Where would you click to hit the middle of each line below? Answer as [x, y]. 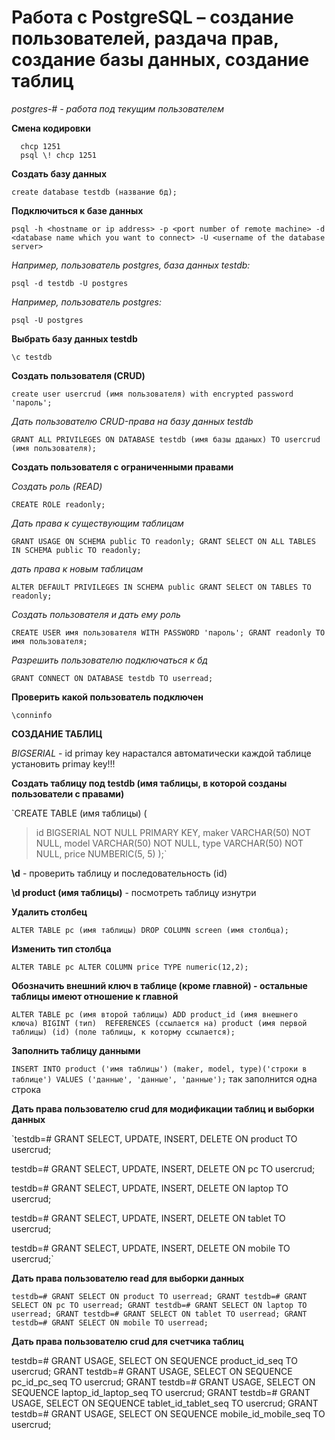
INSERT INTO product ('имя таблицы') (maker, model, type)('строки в [159, 1069]
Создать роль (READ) [57, 486]
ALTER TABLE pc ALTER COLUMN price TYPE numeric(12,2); [130, 967]
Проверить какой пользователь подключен [107, 697]
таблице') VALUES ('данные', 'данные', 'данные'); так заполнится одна [164, 1078]
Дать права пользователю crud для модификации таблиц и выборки [163, 1108]
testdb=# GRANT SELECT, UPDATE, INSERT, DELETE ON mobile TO [151, 1248]
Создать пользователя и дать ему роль [96, 614]
